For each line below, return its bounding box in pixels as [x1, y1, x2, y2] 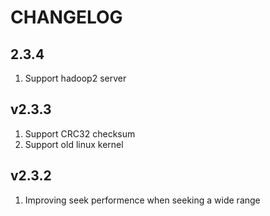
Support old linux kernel [24, 138, 124, 150]
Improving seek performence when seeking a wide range [24, 194, 261, 206]
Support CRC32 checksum [24, 127, 136, 140]
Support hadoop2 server [24, 72, 127, 84]
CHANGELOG [10, 6, 123, 29]
